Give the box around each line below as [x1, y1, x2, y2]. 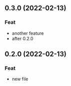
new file [11, 76, 28, 82]
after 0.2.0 [11, 35, 33, 41]
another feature [11, 30, 44, 36]
